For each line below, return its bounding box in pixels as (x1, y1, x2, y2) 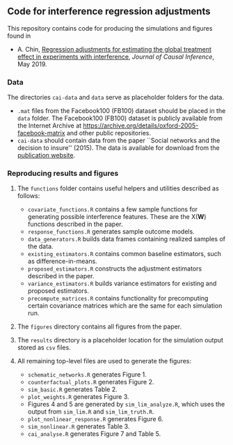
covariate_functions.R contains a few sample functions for (27, 205, 198, 213)
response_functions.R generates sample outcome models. (27, 227, 195, 236)
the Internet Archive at (17, 121, 82, 130)
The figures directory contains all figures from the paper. (17, 322, 182, 331)
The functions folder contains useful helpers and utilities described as (17, 184, 219, 193)
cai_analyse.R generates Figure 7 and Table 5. (27, 430, 161, 438)
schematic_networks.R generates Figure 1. (27, 370, 147, 379)
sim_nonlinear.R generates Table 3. (27, 422, 130, 431)
